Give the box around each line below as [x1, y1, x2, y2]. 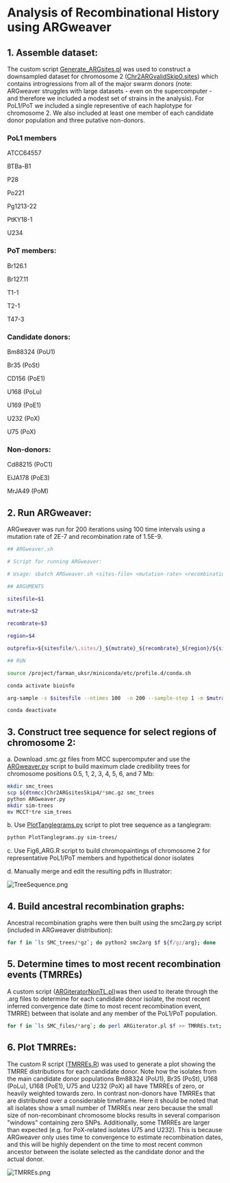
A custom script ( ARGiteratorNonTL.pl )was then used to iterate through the [7, 987, 218, 995]
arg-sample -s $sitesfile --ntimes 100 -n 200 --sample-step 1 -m [7, 694, 204, 702]
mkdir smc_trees [7, 783, 53, 790]
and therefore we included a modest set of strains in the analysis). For [7, 94, 205, 102]
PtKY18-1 [7, 215, 33, 224]
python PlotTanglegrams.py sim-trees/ [7, 834, 118, 841]
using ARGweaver [7, 19, 112, 35]
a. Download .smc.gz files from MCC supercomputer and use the [7, 755, 190, 764]
